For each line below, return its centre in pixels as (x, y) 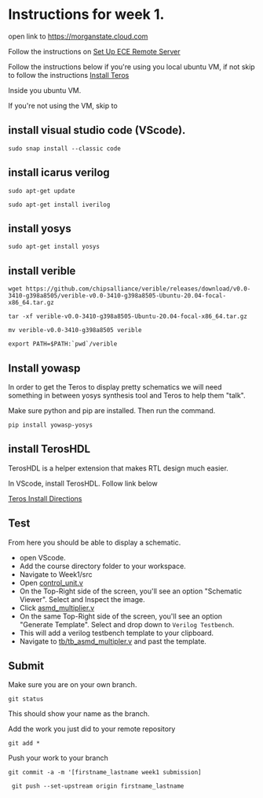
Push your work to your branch (58, 758)
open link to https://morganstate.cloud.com (78, 36)
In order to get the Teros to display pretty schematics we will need (115, 387)
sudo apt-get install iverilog (59, 205)
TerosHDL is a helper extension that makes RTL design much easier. (119, 468)
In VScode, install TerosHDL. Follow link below (83, 483)
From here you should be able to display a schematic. (95, 542)
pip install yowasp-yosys (50, 425)
